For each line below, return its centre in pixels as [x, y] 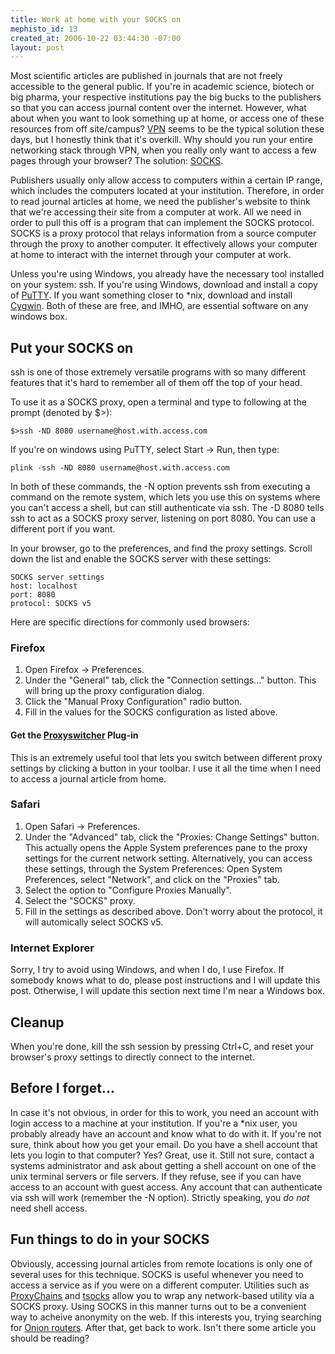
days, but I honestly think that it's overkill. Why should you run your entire [161, 140]
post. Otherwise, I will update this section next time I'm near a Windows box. [167, 991]
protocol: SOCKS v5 [51, 604]
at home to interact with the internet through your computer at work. [151, 255]
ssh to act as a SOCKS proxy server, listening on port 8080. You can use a [163, 518]
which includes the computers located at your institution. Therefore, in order [167, 191]
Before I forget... [62, 1088]
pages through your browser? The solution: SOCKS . [117, 161]
